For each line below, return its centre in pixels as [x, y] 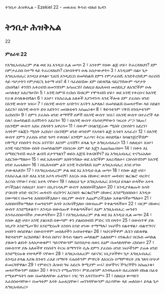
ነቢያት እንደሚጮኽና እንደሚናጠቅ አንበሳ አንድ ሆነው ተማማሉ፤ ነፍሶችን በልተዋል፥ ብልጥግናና [81, 226]
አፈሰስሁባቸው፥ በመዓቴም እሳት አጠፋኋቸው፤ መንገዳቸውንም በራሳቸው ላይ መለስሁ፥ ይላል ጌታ [82, 281]
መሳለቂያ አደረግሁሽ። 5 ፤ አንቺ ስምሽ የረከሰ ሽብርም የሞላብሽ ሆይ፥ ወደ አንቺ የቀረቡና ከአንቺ [81, 93]
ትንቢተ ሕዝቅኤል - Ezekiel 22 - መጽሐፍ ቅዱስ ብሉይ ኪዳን [56, 7]
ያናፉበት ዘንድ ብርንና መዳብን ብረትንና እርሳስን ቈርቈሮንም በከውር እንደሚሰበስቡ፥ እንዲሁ [78, 192]
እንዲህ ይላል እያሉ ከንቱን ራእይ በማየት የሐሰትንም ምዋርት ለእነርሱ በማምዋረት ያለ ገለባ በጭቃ [82, 259]
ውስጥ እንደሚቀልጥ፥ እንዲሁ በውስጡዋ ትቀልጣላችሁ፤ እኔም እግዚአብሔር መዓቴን [71, 209]
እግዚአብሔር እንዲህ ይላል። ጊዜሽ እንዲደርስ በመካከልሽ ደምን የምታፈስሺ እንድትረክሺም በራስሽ [82, 76]
